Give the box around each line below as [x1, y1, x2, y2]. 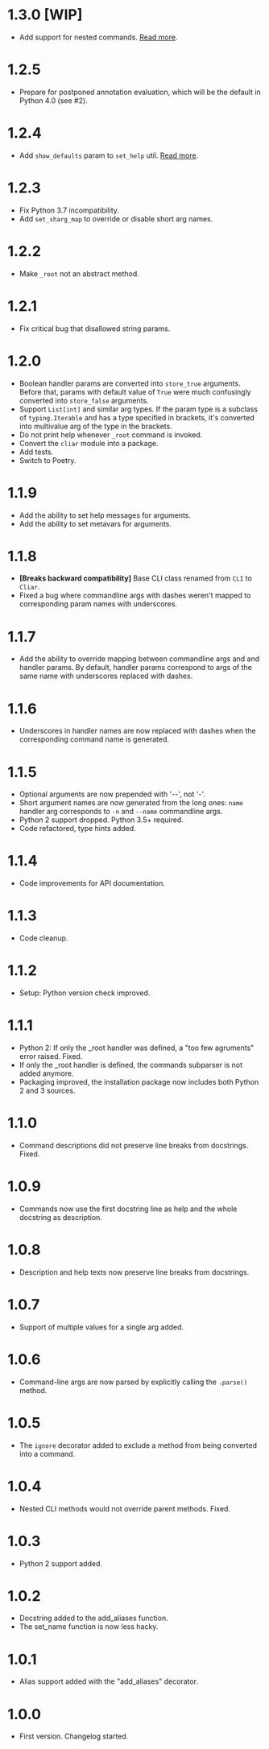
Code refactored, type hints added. [19, 824, 136, 833]
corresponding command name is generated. [19, 734, 170, 744]
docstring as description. [19, 1212, 102, 1222]
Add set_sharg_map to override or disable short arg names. [19, 213, 213, 223]
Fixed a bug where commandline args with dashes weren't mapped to [19, 590, 251, 601]
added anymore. [19, 1069, 74, 1078]
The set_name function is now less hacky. [19, 1622, 159, 1631]
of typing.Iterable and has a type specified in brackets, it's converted [19, 412, 255, 422]
